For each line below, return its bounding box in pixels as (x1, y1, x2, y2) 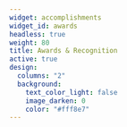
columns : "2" (17, 72, 66, 80)
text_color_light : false (25, 88, 118, 97)
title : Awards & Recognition (9, 47, 118, 55)
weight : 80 (9, 38, 50, 47)
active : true (9, 55, 58, 63)
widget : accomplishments (9, 13, 102, 22)
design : (9, 63, 38, 72)
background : (17, 80, 63, 89)
